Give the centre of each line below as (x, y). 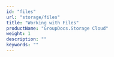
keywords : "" (22, 45)
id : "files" (21, 12)
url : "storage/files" (33, 17)
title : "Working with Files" (43, 23)
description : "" (26, 39)
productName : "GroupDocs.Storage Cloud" (58, 28)
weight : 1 (19, 34)
